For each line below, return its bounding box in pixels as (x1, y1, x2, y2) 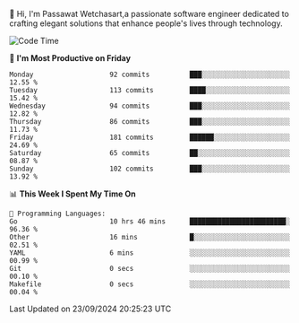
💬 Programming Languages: (9, 209, 106, 218)
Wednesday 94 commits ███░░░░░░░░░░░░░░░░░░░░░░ (9, 101, 291, 110)
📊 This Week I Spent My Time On (9, 188, 136, 199)
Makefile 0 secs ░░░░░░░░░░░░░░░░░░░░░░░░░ (9, 280, 291, 289)
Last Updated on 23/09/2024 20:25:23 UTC (9, 303, 172, 314)
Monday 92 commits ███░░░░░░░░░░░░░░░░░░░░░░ (9, 70, 291, 79)
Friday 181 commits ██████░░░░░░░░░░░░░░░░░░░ (9, 133, 291, 142)
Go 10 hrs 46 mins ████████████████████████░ (9, 217, 291, 226)
